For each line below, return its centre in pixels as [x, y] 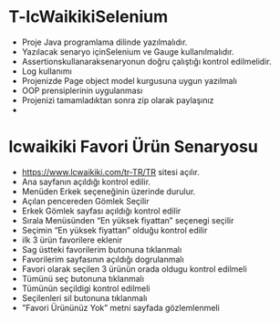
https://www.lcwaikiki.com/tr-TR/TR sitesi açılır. [110, 171]
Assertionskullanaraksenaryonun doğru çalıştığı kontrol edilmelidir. [146, 61]
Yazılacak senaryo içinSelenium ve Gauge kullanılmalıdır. [128, 51]
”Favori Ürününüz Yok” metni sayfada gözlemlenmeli [120, 307]
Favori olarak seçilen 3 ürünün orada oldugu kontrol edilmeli [134, 269]
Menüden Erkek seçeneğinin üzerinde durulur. [109, 191]
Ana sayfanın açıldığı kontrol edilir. [86, 182]
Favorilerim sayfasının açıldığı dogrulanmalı [103, 259]
